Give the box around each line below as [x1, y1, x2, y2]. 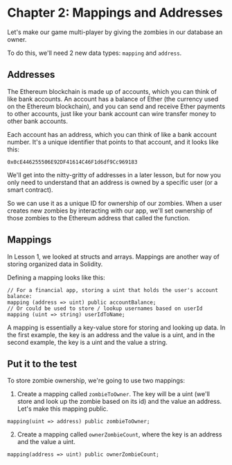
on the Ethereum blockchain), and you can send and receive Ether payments [7, 102, 226, 111]
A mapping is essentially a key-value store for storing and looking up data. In [7, 323, 226, 332]
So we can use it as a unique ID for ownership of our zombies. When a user [7, 199, 222, 207]
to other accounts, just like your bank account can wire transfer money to [7, 109, 217, 117]
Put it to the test [7, 358, 78, 370]
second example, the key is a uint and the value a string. [7, 338, 168, 346]
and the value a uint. [17, 438, 76, 446]
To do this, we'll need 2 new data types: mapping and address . [7, 49, 182, 57]
